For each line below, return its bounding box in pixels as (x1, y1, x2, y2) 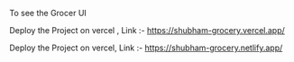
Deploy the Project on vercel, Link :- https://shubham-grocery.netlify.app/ (9, 42, 283, 53)
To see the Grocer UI (9, 8, 87, 18)
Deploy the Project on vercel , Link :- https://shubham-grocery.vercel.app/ (9, 25, 286, 35)
